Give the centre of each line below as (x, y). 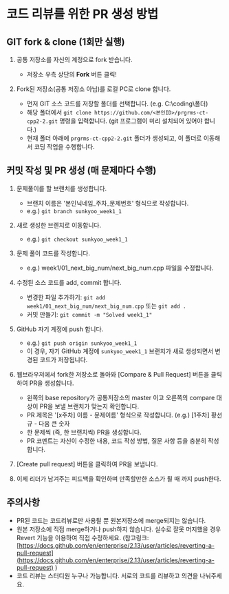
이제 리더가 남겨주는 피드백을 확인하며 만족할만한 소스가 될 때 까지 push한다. (119, 478)
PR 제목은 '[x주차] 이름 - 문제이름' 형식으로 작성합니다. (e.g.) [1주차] (118, 415)
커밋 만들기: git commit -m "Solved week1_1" (89, 314)
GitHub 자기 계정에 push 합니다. (60, 329)
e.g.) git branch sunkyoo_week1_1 (74, 210)
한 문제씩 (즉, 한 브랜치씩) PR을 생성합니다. (84, 432)
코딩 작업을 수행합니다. (65, 147)
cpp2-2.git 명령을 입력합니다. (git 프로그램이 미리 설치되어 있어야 (115, 121)
